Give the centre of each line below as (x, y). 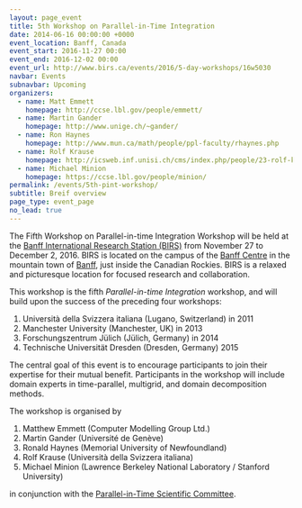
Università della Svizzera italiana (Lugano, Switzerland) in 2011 (138, 318)
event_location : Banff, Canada (68, 43)
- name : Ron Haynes (54, 135)
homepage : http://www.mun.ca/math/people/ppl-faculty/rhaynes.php (152, 143)
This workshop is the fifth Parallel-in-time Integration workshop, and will (143, 291)
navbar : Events (38, 77)
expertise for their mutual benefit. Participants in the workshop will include (147, 374)
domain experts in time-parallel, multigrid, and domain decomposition (138, 384)
